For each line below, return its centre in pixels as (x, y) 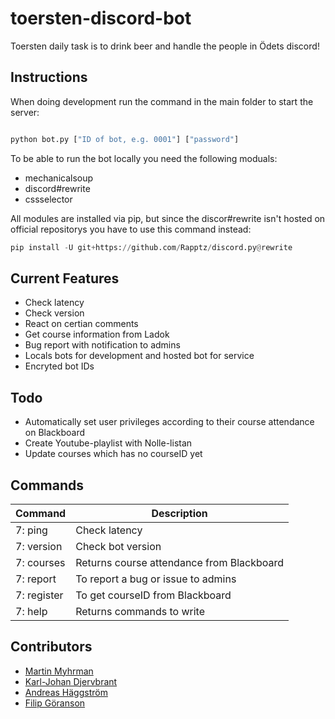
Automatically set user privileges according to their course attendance (169, 422)
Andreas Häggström (66, 692)
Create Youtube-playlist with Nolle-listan (108, 443)
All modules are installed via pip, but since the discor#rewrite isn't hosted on (168, 218)
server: (25, 112)
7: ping (31, 530)
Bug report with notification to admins (102, 345)
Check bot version (118, 546)
